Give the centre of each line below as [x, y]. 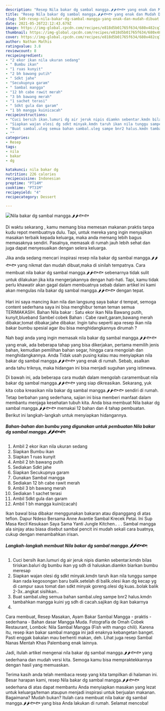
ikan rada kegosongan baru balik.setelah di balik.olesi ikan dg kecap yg [84, 581]
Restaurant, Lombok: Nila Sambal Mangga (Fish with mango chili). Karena [80, 627]
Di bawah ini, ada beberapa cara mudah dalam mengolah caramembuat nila [82, 377]
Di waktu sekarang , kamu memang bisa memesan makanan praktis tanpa [80, 227]
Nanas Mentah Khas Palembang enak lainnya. [52, 643]
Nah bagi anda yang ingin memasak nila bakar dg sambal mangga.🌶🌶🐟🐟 [81, 338]
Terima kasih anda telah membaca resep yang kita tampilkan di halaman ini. [82, 674]
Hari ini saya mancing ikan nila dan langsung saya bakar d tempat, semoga [81, 302]
